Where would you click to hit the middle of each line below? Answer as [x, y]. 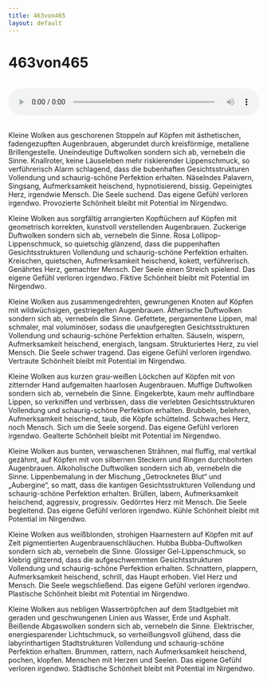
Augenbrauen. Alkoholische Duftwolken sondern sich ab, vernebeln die [125, 468]
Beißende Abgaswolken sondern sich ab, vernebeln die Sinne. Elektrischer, [132, 626]
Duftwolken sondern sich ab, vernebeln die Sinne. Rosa [99, 235]
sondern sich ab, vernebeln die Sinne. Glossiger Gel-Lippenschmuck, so [127, 552]
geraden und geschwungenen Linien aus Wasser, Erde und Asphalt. [120, 618]
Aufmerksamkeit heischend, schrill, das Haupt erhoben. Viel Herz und [123, 577]
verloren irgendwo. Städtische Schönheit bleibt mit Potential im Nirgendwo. [132, 669]
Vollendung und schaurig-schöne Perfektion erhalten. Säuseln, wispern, [127, 336]
